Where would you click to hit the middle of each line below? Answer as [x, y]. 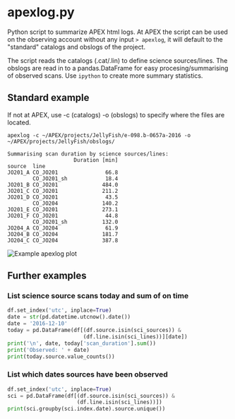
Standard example [48, 98]
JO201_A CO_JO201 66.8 [63, 172]
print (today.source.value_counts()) [61, 356]
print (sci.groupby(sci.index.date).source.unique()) [86, 409]
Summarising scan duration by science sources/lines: [88, 154]
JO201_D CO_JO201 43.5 [63, 197]
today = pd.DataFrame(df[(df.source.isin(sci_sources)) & [94, 330]
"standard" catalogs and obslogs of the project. [77, 47]
